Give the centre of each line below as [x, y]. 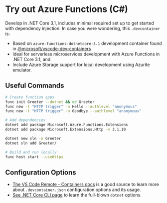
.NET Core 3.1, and [31, 59]
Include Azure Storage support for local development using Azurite [81, 64]
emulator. [22, 70]
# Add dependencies [25, 120]
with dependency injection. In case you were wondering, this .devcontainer [83, 28]
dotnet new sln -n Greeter [33, 138]
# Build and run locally [31, 152]
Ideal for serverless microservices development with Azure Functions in [86, 54]
